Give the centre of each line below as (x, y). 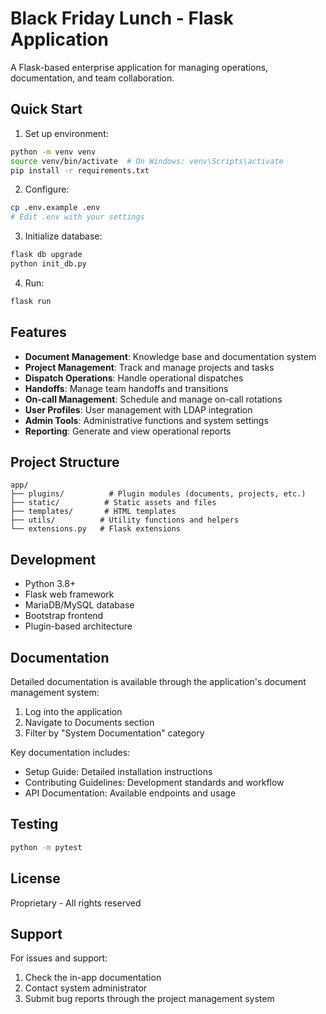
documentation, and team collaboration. (92, 78)
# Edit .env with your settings (77, 217)
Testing (34, 824)
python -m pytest (46, 847)
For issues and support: (59, 958)
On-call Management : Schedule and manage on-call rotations (153, 399)
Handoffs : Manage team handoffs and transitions (126, 388)
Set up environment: (66, 133)
